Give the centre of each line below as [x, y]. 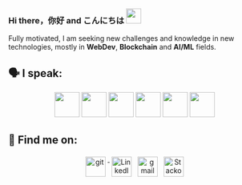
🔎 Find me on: [43, 140]
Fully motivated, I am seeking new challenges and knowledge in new [121, 38]
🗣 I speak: [35, 73]
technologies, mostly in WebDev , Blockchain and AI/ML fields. [112, 47]
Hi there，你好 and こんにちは [67, 20]
